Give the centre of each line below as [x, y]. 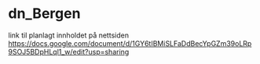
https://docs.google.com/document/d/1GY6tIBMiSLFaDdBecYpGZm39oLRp [130, 43]
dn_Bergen [44, 14]
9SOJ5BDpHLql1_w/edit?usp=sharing [69, 52]
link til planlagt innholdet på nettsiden [69, 35]
